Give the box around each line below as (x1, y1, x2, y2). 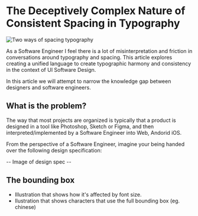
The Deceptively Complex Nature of (6, 4, 186, 18)
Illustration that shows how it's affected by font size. (14, 191, 142, 198)
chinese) (14, 203, 37, 210)
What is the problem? (6, 101, 87, 111)
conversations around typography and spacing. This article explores (6, 54, 173, 61)
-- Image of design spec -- (6, 158, 72, 165)
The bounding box (6, 175, 75, 185)
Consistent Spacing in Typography (6, 16, 180, 30)
